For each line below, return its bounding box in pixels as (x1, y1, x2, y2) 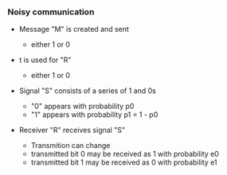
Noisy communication (7, 6, 95, 17)
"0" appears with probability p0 (30, 102, 135, 111)
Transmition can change (30, 141, 111, 150)
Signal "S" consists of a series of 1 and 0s (18, 86, 156, 95)
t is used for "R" (18, 55, 72, 65)
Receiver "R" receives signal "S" (18, 126, 125, 135)
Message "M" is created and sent (18, 25, 129, 34)
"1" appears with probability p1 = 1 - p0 (30, 110, 159, 119)
